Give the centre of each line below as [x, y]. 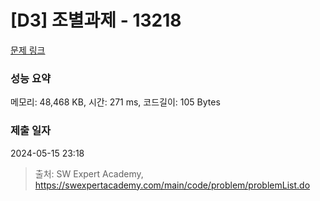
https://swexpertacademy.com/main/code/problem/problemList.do [172, 185]
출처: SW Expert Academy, [89, 173]
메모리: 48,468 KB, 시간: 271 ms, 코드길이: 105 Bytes [115, 102]
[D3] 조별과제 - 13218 [96, 20]
